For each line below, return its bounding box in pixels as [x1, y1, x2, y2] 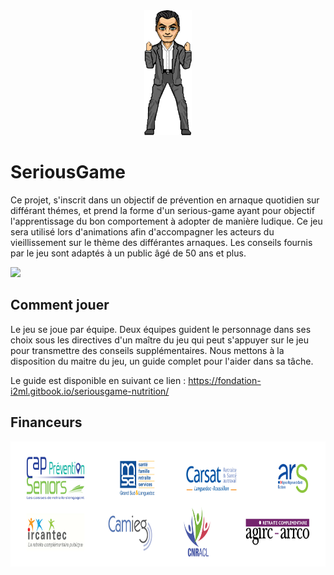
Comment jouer [10, 297, 110, 314]
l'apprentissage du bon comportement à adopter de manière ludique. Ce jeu [10, 215, 323, 227]
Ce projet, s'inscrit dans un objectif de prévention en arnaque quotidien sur [10, 194, 320, 206]
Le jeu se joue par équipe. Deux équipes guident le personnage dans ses [10, 323, 312, 335]
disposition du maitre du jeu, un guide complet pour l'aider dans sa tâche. [10, 355, 314, 367]
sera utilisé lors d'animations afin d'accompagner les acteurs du [10, 225, 275, 238]
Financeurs [10, 414, 83, 431]
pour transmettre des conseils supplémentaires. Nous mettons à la [10, 344, 285, 356]
